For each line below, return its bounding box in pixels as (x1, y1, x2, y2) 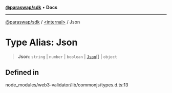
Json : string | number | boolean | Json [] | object (17, 53, 118, 59)
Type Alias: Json (5, 37, 78, 48)
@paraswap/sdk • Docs (5, 5, 58, 10)
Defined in (5, 68, 39, 77)
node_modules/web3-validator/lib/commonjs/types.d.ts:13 (5, 81, 128, 88)
